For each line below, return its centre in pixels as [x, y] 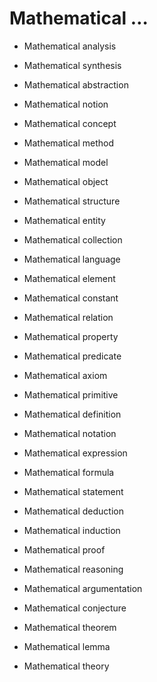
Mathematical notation [70, 433]
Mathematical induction [72, 530]
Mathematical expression [75, 453]
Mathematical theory [66, 666]
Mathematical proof [64, 549]
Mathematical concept [70, 123]
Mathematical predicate [72, 356]
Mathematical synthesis [72, 65]
